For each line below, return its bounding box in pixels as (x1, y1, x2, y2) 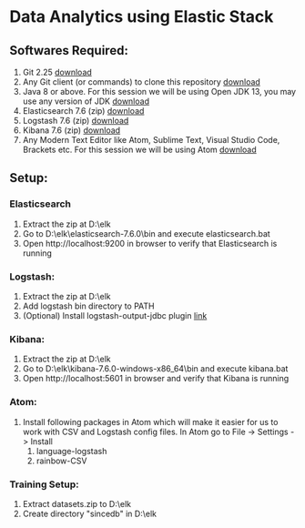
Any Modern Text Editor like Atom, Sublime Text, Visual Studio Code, (22, 135, 280, 145)
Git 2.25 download (22, 66, 93, 77)
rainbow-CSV (36, 455, 87, 466)
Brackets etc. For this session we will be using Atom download (22, 144, 257, 155)
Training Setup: (9, 478, 79, 491)
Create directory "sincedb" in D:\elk (22, 508, 158, 519)
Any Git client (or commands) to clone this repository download (22, 76, 261, 87)
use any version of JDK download (22, 96, 150, 107)
